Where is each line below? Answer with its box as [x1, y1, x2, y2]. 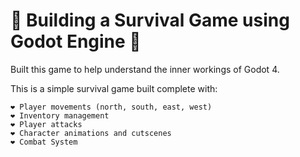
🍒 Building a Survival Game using [10, 9, 290, 32]
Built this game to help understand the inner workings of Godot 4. [10, 63, 280, 75]
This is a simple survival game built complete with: [10, 82, 218, 94]
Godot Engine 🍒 [10, 30, 142, 53]
